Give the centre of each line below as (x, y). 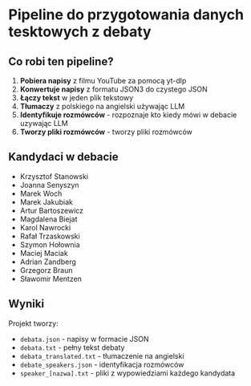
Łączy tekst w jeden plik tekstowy (77, 98)
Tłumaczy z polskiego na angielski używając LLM (102, 106)
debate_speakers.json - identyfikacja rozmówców (102, 364)
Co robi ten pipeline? (61, 61)
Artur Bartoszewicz (52, 210)
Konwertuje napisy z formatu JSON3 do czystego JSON (114, 89)
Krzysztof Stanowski (54, 176)
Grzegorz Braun (46, 270)
